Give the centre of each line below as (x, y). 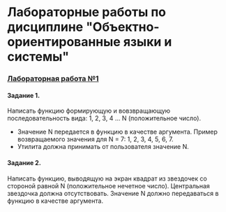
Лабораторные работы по (86, 12)
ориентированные (64, 42)
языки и (148, 42)
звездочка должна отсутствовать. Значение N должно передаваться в (113, 193)
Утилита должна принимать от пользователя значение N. (103, 147)
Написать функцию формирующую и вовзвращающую (89, 111)
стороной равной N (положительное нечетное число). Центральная (109, 185)
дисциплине (45, 27)
